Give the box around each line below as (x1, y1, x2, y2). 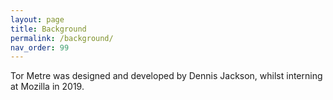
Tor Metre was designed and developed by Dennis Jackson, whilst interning (10, 70, 323, 82)
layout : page (10, 14, 65, 25)
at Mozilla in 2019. (10, 81, 85, 93)
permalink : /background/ (10, 33, 114, 43)
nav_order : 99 (10, 42, 70, 53)
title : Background (10, 24, 87, 34)
